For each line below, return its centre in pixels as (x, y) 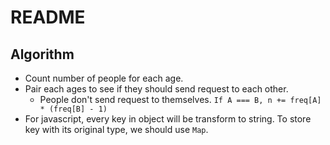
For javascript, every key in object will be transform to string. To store (168, 119)
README (48, 17)
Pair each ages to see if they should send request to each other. (156, 89)
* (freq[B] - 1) (73, 109)
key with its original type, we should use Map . (116, 129)
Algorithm (42, 54)
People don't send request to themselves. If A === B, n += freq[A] (180, 99)
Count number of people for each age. (104, 78)
